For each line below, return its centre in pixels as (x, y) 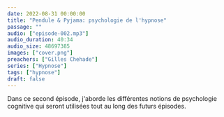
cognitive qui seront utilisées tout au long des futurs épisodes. (97, 106)
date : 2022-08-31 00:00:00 (46, 14)
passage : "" (24, 27)
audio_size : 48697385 (39, 46)
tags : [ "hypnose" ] (34, 72)
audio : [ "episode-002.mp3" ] (48, 33)
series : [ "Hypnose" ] (37, 66)
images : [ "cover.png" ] (40, 53)
